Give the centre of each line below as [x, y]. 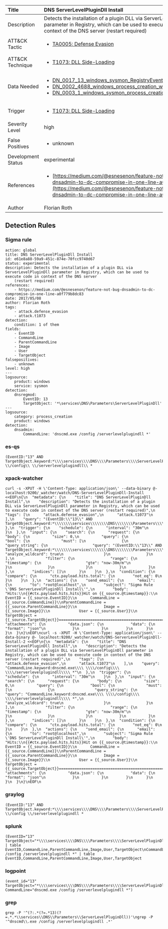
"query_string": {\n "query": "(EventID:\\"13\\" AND [84, 546]
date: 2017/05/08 [23, 298]
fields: [13, 329]
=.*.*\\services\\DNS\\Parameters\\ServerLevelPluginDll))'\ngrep [76, 917]
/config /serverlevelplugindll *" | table [50, 854]
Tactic [15, 47]
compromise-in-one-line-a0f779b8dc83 [44, 294]
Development [23, 156]
